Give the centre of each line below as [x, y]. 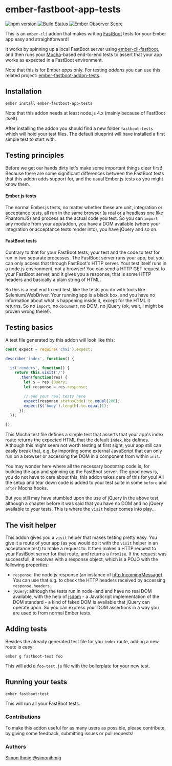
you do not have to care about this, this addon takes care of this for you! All [84, 477]
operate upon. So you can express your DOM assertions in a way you [86, 607]
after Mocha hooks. [27, 488]
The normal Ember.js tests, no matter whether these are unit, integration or [84, 207]
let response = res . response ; [56, 387]
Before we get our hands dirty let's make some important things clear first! [84, 167]
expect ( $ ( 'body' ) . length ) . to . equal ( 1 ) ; [66, 406]
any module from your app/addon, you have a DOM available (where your [83, 223]
